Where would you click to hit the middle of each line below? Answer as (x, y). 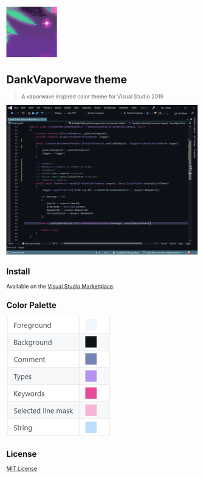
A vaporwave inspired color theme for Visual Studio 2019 (92, 96)
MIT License (22, 469)
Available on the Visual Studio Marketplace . (60, 286)
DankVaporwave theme (67, 80)
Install (18, 272)
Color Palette (31, 305)
